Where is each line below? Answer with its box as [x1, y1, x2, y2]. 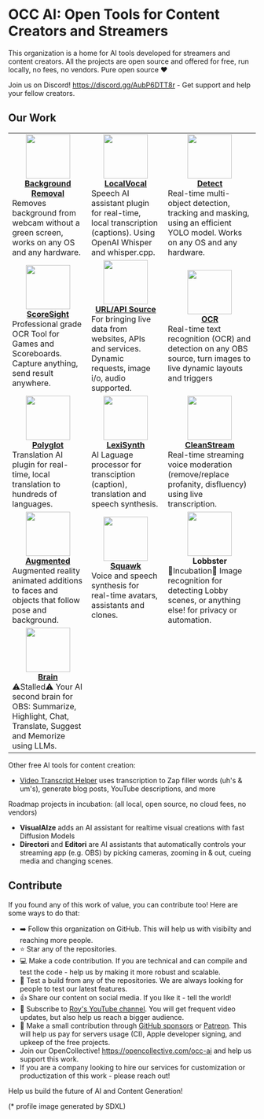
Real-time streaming [167, 449, 244, 460]
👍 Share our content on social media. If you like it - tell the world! [19, 992, 232, 1002]
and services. [91, 343, 141, 354]
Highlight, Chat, [12, 710, 69, 721]
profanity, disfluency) [167, 478, 247, 489]
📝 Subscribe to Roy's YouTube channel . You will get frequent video [19, 1004, 236, 1014]
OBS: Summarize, [12, 701, 77, 712]
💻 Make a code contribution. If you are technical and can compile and [19, 955, 247, 965]
